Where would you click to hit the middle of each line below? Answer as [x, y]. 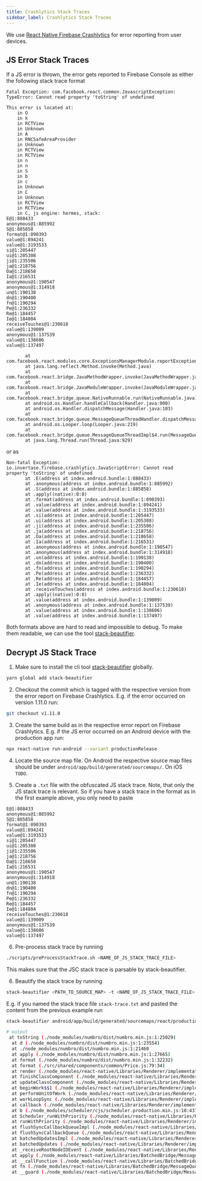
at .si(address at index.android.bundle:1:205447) [90, 516]
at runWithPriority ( [39, 1122]
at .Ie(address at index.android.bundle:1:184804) [90, 584]
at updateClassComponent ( [45, 1083]
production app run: [40, 737]
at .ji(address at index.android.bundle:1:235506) [90, 526]
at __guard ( [28, 1172]
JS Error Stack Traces [48, 60]
